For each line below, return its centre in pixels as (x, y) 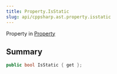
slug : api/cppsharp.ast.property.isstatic (58, 17)
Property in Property (31, 33)
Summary (24, 52)
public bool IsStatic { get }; (44, 65)
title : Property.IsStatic (37, 11)
